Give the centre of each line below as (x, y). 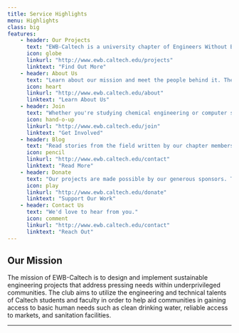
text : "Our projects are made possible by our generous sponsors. (127, 179)
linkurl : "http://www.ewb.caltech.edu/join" (93, 126)
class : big (23, 27)
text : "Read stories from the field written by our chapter (117, 146)
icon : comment (47, 219)
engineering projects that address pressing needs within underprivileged (114, 285)
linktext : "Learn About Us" (68, 100)
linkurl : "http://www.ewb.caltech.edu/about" (95, 93)
